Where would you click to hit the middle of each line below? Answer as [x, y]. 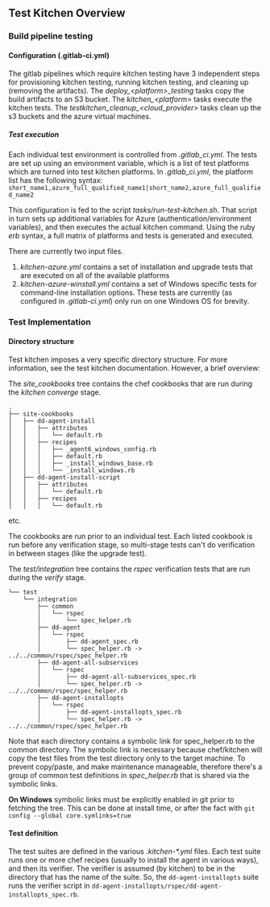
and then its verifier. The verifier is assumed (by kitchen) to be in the [122, 868]
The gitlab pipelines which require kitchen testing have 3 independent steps [134, 73]
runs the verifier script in [49, 885]
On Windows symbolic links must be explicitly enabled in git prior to [122, 799]
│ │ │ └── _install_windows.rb [72, 470]
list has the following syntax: [56, 180]
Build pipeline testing [51, 36]
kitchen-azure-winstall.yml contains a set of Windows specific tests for [139, 284]
